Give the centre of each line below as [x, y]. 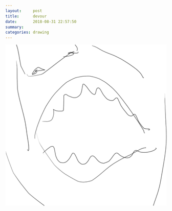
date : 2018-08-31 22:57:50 [41, 21]
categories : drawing [27, 32]
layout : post [24, 11]
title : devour [26, 16]
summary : [15, 27]
